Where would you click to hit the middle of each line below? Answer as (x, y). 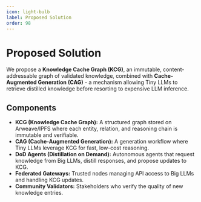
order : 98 (19, 23)
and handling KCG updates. (49, 180)
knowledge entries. (39, 193)
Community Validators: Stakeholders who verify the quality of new (99, 186)
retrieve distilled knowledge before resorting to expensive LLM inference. (98, 89)
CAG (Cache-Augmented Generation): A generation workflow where (102, 142)
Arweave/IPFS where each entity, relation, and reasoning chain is (96, 129)
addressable (22, 76)
